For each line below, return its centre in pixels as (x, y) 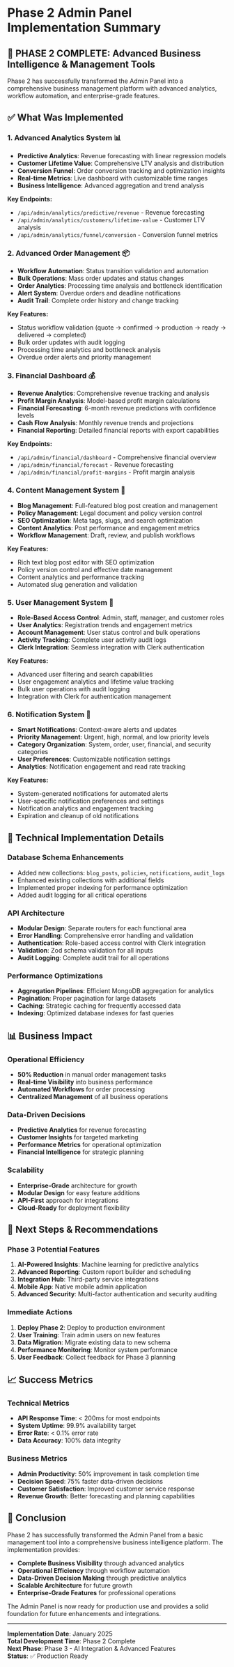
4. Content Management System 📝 (67, 491)
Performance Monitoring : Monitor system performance (97, 1349)
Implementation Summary (84, 28)
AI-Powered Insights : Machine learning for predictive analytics (108, 1265)
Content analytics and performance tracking (81, 577)
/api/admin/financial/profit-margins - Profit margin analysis (106, 473)
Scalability (25, 1170)
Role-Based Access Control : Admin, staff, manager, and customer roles (120, 617)
